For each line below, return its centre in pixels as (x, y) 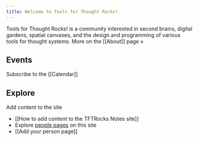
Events (19, 60)
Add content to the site (34, 107)
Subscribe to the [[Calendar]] (42, 74)
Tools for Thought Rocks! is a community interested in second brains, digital (99, 29)
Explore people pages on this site (56, 125)
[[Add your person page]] (46, 131)
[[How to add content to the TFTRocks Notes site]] (77, 119)
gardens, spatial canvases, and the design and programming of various (93, 35)
